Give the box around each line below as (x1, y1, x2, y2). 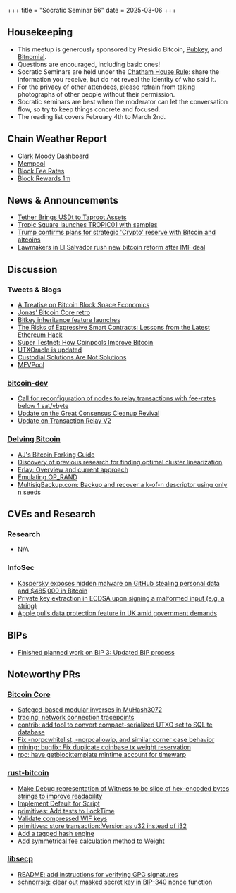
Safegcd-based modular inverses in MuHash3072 (17, 706, 163, 714)
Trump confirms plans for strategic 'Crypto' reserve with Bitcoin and (17, 228, 216, 237)
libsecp (7, 854, 34, 864)
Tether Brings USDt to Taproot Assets (17, 213, 127, 221)
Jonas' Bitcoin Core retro (17, 308, 90, 316)
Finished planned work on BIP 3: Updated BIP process (17, 648, 175, 656)
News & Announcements (7, 195, 118, 207)
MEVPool (17, 361, 44, 369)
